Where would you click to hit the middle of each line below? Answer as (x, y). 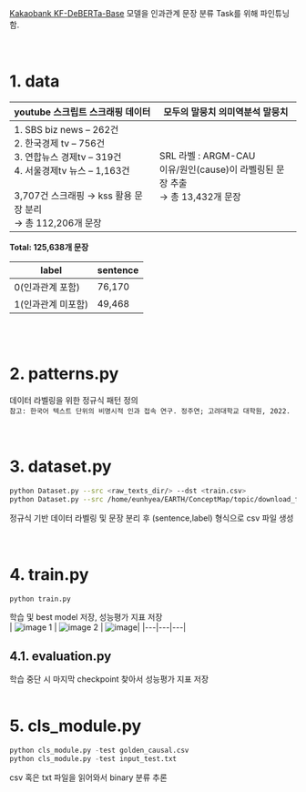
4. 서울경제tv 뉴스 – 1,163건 (72, 170)
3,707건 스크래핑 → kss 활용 (73, 196)
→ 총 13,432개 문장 (200, 197)
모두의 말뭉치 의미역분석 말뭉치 (226, 112)
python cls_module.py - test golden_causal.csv (99, 751)
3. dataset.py (61, 467)
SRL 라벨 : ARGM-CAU (207, 156)
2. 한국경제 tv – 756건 (60, 143)
